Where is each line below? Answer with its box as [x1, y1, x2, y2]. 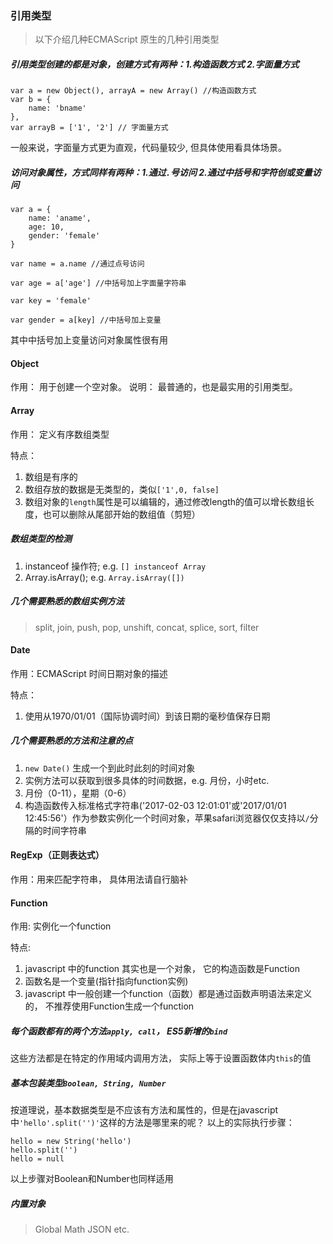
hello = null [10, 1154, 65, 1164]
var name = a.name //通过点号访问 [10, 259, 145, 269]
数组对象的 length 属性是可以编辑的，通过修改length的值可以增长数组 [24, 495, 307, 507]
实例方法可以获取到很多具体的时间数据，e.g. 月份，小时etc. [24, 774, 270, 786]
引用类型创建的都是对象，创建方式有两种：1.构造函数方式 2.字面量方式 [10, 58, 300, 70]
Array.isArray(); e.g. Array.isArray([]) [24, 571, 185, 583]
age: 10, [28, 222, 65, 232]
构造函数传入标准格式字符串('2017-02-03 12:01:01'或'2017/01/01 [24, 799, 287, 811]
